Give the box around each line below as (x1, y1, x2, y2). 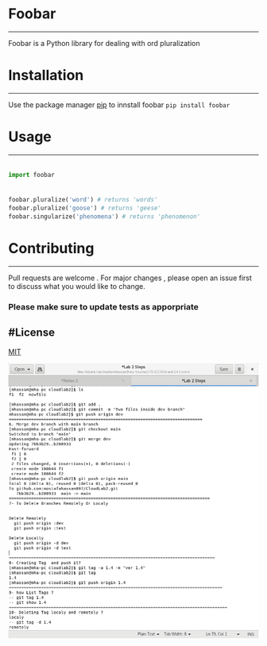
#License (8, 326, 56, 340)
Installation (8, 67, 84, 84)
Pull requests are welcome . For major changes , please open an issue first (8, 273, 253, 283)
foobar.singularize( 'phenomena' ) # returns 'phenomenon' (8, 213, 201, 221)
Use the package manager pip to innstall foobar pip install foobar (8, 100, 230, 110)
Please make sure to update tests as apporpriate (8, 301, 199, 312)
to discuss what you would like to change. (8, 281, 145, 290)
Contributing (8, 240, 95, 258)
